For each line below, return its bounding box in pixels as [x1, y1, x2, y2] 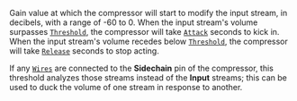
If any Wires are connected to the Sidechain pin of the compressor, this [9, 63, 274, 73]
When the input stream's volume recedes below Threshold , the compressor [9, 36, 288, 46]
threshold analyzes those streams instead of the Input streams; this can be [9, 72, 288, 83]
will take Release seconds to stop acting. [9, 46, 159, 56]
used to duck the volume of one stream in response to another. [9, 82, 243, 92]
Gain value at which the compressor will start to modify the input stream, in [9, 8, 288, 18]
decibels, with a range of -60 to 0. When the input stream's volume [9, 17, 258, 28]
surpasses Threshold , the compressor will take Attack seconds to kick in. [9, 27, 280, 37]
